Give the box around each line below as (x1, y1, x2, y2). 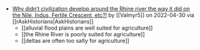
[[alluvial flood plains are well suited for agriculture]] (21, 24, 153, 31)
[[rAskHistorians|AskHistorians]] (12, 18, 94, 25)
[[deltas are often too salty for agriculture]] (21, 37, 130, 44)
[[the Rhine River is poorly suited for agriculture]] (21, 31, 145, 38)
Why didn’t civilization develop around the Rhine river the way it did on (12, 5, 190, 12)
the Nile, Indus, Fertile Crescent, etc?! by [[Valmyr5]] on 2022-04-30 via (12, 11, 194, 19)
